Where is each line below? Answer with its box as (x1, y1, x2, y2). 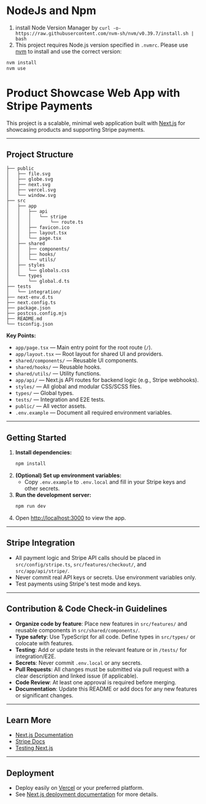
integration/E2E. (15, 653, 56, 660)
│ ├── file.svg (6, 171, 51, 177)
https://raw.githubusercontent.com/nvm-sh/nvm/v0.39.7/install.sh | (15, 30, 194, 37)
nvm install (6, 59, 37, 66)
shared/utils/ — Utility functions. (15, 370, 101, 377)
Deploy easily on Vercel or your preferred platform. (15, 784, 144, 792)
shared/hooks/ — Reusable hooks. (15, 363, 102, 371)
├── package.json (6, 305, 51, 312)
